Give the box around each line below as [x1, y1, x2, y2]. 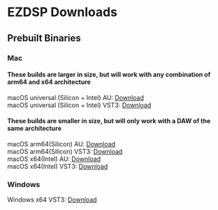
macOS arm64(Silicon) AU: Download [7, 139, 116, 148]
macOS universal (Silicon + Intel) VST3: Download [7, 101, 152, 109]
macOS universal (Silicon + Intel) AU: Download [7, 93, 145, 101]
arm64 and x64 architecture [7, 78, 91, 86]
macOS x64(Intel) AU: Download [7, 155, 101, 163]
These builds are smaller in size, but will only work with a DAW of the [7, 117, 211, 125]
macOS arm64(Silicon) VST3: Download [7, 147, 123, 155]
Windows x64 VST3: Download [7, 195, 97, 204]
